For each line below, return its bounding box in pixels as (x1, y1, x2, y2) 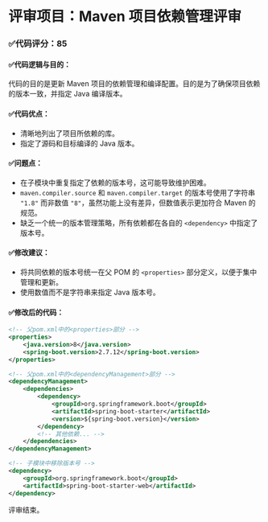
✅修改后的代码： (8, 307, 64, 317)
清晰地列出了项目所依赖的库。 (19, 128, 119, 138)
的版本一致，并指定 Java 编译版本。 (8, 89, 127, 99)
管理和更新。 (19, 277, 63, 286)
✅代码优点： (8, 109, 50, 118)
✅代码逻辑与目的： (8, 60, 71, 69)
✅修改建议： (8, 248, 50, 257)
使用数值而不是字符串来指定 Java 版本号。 (19, 287, 160, 297)
